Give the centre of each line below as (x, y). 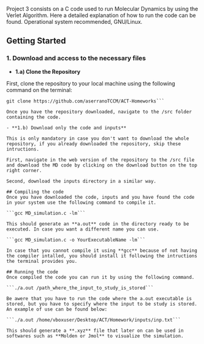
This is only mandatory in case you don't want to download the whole (98, 138)
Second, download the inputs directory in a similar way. (81, 181)
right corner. (24, 170)
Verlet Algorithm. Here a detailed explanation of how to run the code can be (101, 15)
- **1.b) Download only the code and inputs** (66, 127)
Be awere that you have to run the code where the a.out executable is (99, 298)
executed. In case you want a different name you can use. (83, 229)
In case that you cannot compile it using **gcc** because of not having (102, 250)
